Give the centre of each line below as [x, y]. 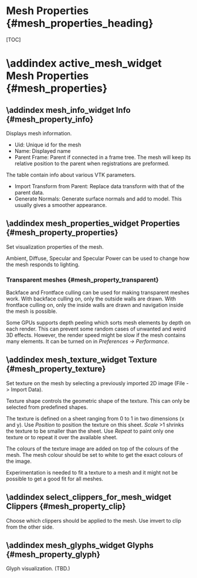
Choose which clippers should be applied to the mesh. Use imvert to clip [94, 520]
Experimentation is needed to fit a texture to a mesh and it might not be [92, 472]
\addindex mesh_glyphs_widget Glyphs [80, 545]
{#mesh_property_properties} [62, 233]
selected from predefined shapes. [47, 407]
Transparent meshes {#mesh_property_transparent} [83, 279]
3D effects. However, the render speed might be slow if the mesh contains [96, 335]
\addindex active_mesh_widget [84, 64]
